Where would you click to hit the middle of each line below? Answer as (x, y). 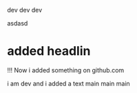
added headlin (49, 51)
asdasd (18, 23)
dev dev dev (25, 10)
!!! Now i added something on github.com (66, 70)
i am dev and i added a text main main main (69, 83)
